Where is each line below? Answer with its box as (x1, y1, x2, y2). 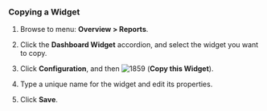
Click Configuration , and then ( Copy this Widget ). (19, 64, 214, 73)
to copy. (19, 49, 47, 58)
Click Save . (19, 95, 59, 105)
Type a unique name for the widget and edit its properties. (19, 79, 213, 89)
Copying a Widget (8, 6, 80, 18)
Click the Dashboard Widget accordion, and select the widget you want (19, 40, 259, 50)
